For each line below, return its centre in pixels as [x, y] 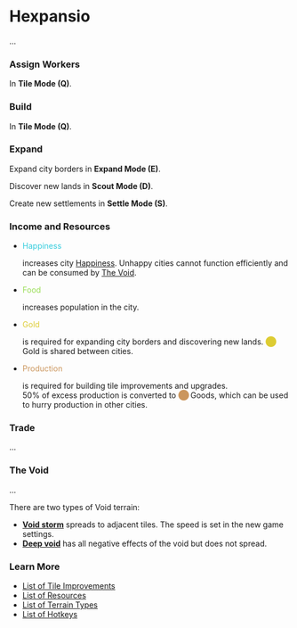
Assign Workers [44, 64]
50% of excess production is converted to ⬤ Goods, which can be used [155, 395]
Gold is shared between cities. [77, 351]
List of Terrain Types [60, 605]
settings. [38, 533]
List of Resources [54, 596]
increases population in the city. [80, 307]
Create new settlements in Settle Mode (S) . [88, 203]
